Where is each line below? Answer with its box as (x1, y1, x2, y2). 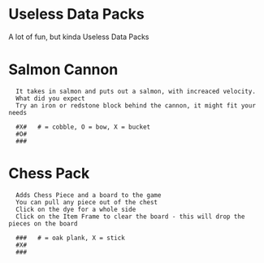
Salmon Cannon (8, 60, 119, 79)
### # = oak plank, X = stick (15, 234, 126, 242)
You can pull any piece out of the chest (15, 198, 158, 206)
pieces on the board (8, 219, 79, 228)
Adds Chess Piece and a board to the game (15, 191, 162, 199)
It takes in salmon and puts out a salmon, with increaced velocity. (15, 87, 256, 95)
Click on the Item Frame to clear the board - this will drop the (15, 213, 245, 221)
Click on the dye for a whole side (15, 205, 136, 213)
